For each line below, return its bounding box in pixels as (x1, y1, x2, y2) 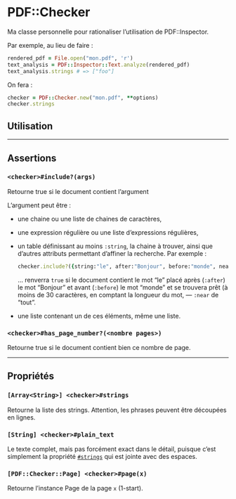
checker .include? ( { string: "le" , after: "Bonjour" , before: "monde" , (17, 263, 216, 270)
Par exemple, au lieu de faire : (7, 41, 93, 49)
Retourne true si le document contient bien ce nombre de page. (7, 343, 191, 351)
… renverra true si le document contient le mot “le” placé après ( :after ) (17, 276, 226, 284)
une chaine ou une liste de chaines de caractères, (17, 214, 162, 223)
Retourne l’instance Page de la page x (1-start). (7, 484, 143, 493)
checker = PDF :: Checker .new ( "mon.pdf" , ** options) (7, 94, 159, 101)
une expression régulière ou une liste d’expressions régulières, (17, 228, 199, 236)
